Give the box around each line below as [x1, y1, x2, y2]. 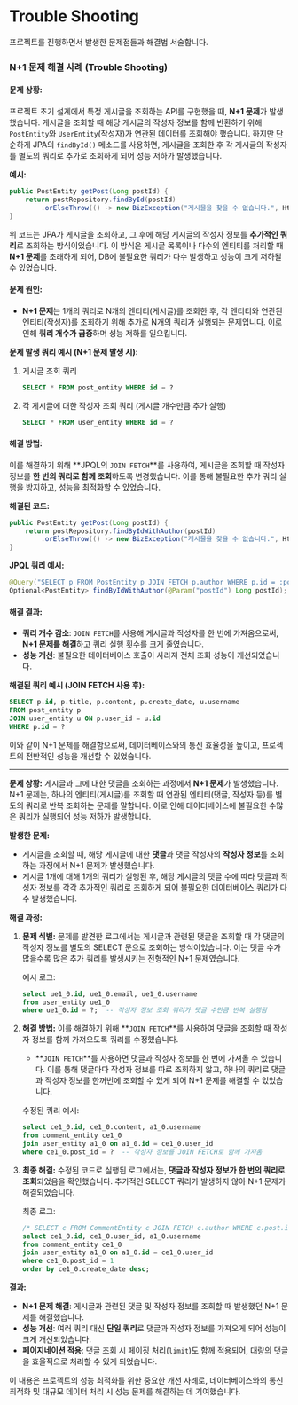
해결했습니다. [38, 1312, 84, 1323]
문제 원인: [9, 284, 43, 294]
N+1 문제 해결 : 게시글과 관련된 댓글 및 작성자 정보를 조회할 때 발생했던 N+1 [21, 1301, 279, 1312]
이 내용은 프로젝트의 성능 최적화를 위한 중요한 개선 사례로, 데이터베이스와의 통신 [9, 1375, 284, 1385]
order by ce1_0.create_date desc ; [21, 1265, 150, 1274]
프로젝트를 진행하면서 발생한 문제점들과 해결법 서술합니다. [9, 36, 208, 47]
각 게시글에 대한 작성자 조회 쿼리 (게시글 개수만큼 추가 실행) [21, 400, 227, 411]
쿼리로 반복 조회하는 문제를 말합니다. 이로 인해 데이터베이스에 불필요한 [25, 800, 268, 811]
